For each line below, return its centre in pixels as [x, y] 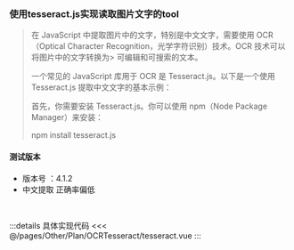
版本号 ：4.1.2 [47, 178]
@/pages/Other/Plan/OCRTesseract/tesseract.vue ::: [106, 235]
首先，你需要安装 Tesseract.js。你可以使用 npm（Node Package [149, 106]
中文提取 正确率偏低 [58, 190]
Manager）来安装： [67, 117]
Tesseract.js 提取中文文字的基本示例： [101, 87]
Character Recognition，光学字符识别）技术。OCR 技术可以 [176, 46]
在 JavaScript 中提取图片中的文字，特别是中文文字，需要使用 [143, 35]
